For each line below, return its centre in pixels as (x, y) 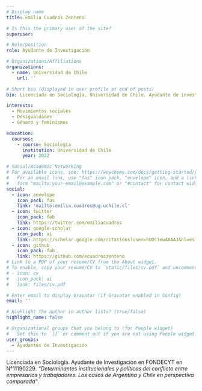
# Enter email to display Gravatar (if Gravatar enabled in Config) (94, 295)
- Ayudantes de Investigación (49, 345)
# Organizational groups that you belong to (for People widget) (90, 328)
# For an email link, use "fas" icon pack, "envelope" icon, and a (95, 178)
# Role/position (26, 45)
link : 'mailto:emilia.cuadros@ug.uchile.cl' (74, 206)
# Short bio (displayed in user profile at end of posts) (80, 89)
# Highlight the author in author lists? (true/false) (76, 312)
